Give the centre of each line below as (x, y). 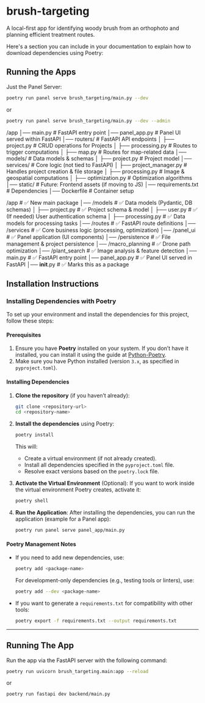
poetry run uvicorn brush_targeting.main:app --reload (77, 671)
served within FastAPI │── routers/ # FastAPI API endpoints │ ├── (91, 139)
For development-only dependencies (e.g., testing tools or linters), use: (104, 580)
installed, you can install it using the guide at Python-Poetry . (91, 355)
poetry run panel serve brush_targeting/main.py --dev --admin (88, 121)
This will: (26, 447)
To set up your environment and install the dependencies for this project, (98, 315)
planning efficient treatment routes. (51, 34)
